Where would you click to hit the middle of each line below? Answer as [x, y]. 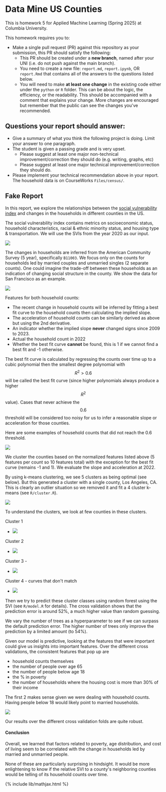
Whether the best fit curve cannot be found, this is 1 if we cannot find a [85, 344]
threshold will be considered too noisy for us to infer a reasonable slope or [81, 417]
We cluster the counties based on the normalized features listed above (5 [80, 457]
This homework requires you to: [38, 38]
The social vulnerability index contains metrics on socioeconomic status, [79, 223]
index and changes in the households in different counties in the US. [75, 213]
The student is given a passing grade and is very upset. [69, 149]
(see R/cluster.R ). [39, 493]
